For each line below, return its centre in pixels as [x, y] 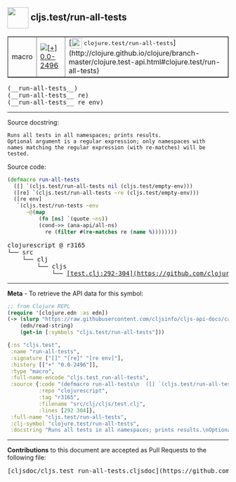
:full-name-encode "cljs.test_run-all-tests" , [80, 378]
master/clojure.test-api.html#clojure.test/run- [144, 62]
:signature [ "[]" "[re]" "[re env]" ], [67, 358]
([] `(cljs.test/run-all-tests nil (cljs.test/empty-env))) [103, 186]
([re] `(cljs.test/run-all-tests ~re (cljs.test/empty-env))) [106, 193]
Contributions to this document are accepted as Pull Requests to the [107, 450]
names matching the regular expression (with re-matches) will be [106, 147]
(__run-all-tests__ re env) [55, 102]
